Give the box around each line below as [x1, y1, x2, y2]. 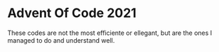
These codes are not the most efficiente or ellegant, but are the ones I [7, 28, 213, 37]
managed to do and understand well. [7, 36, 115, 44]
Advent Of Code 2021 [7, 5, 137, 21]
